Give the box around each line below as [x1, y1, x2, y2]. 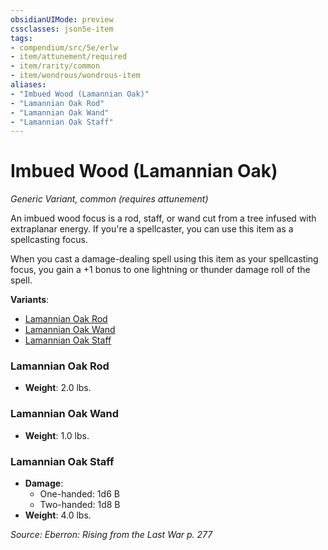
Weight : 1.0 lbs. [24, 429, 90, 441]
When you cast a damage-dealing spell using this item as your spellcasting [10, 253, 319, 265]
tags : [10, 33, 33, 43]
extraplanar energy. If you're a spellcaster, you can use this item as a [10, 223, 294, 235]
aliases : [10, 80, 47, 90]
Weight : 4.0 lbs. [24, 509, 92, 521]
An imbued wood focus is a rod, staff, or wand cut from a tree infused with [10, 212, 317, 225]
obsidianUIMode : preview [10, 14, 114, 25]
